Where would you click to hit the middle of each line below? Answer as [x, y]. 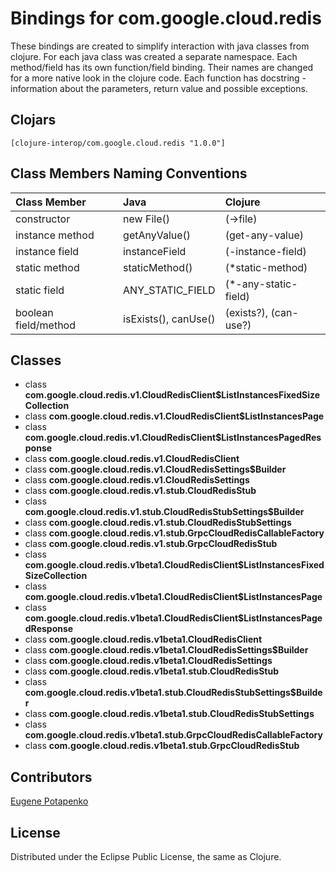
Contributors [51, 777]
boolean [34, 312]
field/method [45, 325]
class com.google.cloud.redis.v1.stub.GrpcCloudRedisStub [151, 544]
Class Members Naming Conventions [129, 173]
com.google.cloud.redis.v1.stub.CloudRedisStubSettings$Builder [164, 512]
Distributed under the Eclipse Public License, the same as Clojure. [146, 856]
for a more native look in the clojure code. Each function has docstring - [158, 78]
